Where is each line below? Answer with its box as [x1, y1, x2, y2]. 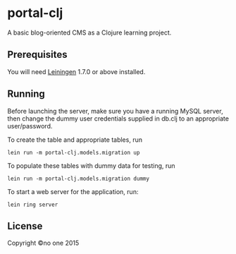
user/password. [7, 121, 53, 130]
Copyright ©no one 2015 [7, 238, 80, 248]
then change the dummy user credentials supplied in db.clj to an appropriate [7, 114, 229, 123]
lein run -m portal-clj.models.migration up [7, 149, 140, 156]
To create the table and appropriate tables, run [7, 135, 143, 144]
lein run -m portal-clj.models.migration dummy [7, 175, 150, 182]
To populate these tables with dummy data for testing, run [7, 161, 175, 170]
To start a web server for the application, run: [7, 187, 139, 195]
